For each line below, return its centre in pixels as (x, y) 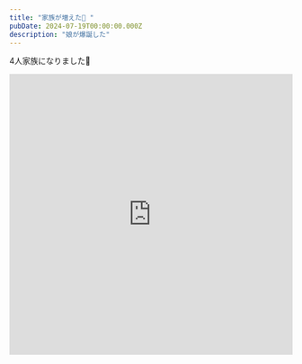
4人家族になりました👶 (50, 61)
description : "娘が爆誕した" (60, 34)
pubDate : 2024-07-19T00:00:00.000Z (76, 26)
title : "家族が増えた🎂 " (52, 18)
